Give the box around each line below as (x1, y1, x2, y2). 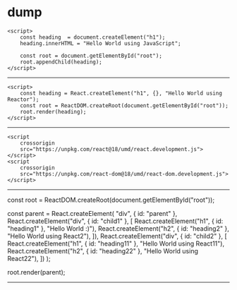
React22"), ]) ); (7, 254, 51, 262)
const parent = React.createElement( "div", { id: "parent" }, (7, 209, 178, 217)
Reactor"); (7, 96, 39, 103)
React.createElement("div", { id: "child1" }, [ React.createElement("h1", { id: (7, 217, 224, 225)
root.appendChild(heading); (20, 58, 102, 66)
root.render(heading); (20, 108, 87, 115)
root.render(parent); (7, 267, 66, 276)
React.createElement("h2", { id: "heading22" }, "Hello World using (7, 246, 199, 255)
